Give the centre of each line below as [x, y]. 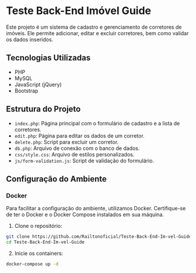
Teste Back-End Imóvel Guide [79, 11]
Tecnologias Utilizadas [48, 58]
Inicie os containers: [39, 253]
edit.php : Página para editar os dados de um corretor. [79, 135]
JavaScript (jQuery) [38, 84]
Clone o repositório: [38, 226]
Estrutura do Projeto [43, 109]
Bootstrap [26, 91]
